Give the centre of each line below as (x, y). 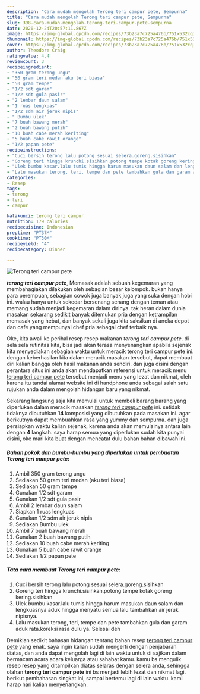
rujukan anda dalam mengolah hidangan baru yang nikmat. (79, 389)
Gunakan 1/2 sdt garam (44, 493)
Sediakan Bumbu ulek (42, 524)
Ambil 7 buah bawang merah (50, 531)
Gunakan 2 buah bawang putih (53, 537)
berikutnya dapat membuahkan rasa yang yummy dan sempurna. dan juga (98, 420)
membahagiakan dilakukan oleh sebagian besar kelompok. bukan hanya (95, 289)
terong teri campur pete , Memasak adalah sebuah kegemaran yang (90, 283)
